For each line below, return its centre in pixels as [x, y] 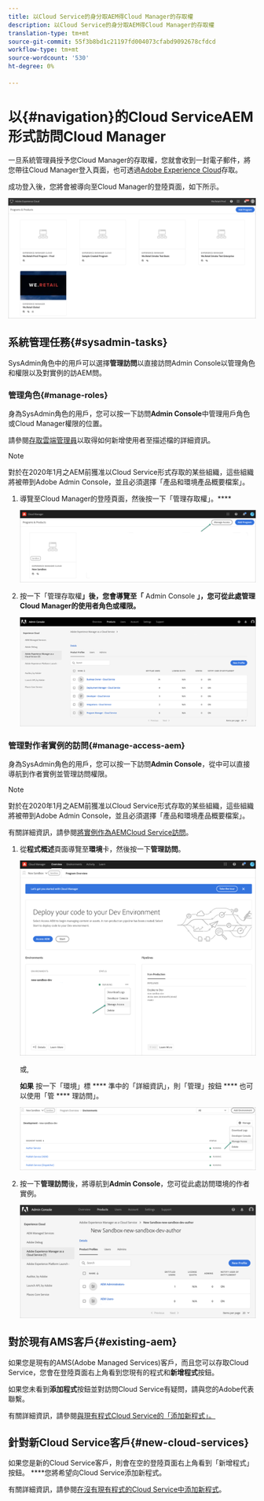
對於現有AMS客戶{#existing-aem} [93, 1342]
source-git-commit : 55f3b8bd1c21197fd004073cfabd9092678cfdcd [112, 42]
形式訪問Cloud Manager [87, 136]
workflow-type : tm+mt [44, 50]
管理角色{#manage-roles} [58, 395]
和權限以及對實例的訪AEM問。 [57, 373]
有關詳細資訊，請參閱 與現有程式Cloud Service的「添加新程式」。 [112, 1415]
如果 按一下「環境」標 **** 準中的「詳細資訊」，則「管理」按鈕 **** [128, 1086]
